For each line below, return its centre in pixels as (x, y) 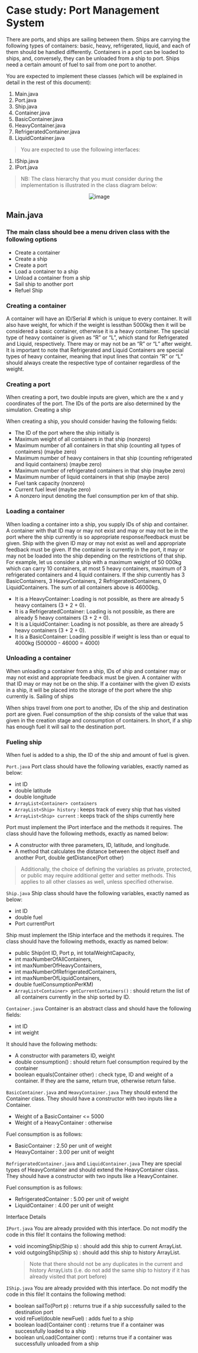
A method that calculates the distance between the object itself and (97, 851)
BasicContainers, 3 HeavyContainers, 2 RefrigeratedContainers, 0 (86, 581)
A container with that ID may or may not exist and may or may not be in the (97, 530)
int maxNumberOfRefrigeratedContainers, (66, 972)
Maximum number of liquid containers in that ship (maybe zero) (92, 477)
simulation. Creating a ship (38, 410)
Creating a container (36, 305)
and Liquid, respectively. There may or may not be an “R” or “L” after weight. (99, 343)
